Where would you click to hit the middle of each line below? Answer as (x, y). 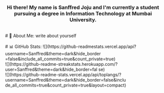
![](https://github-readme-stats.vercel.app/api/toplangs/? (63, 75)
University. (83, 20)
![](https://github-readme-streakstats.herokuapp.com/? (61, 64)
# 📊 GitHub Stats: (23, 46)
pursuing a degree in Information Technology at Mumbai (83, 13)
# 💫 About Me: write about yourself (41, 36)
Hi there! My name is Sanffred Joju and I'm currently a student (83, 7)
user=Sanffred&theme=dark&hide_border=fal (51, 70)
